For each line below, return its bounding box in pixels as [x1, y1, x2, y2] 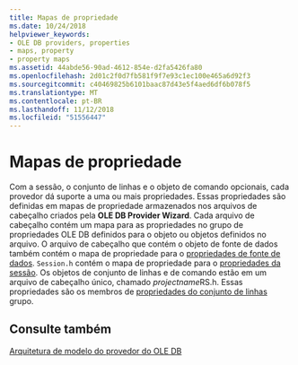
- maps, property [9, 47, 74, 56]
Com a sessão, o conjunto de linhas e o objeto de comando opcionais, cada [9, 181, 290, 193]
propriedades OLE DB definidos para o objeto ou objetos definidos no [9, 230, 267, 240]
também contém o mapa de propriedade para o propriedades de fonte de [9, 248, 281, 259]
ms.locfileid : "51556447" [9, 113, 106, 122]
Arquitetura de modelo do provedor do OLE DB [9, 345, 182, 356]
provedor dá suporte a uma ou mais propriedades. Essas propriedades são [9, 191, 286, 202]
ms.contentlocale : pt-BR [9, 96, 102, 106]
